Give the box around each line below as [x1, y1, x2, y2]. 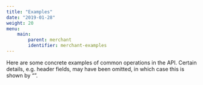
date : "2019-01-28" [6, 14, 56, 20]
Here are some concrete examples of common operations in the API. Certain [6, 58, 197, 66]
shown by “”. [6, 72, 38, 79]
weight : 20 [6, 20, 34, 26]
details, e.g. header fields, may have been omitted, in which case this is [6, 65, 185, 72]
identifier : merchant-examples [28, 43, 107, 49]
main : [17, 31, 32, 37]
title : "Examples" [6, 8, 53, 15]
